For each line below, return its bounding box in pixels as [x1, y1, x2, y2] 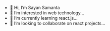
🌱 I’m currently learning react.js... [9, 15, 78, 21]
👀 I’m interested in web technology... [9, 10, 84, 16]
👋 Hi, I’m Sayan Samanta [9, 5, 60, 10]
